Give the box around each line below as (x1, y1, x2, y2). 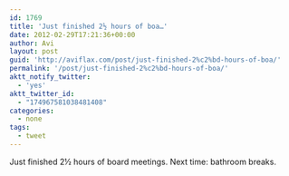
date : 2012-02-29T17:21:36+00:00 (9, 30, 136, 39)
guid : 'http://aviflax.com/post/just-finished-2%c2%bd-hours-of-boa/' (9, 55, 282, 64)
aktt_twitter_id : (9, 89, 75, 98)
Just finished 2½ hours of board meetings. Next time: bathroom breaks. (9, 156, 276, 167)
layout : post (9, 47, 59, 56)
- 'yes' (17, 81, 47, 90)
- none (17, 114, 43, 123)
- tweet (17, 132, 47, 141)
